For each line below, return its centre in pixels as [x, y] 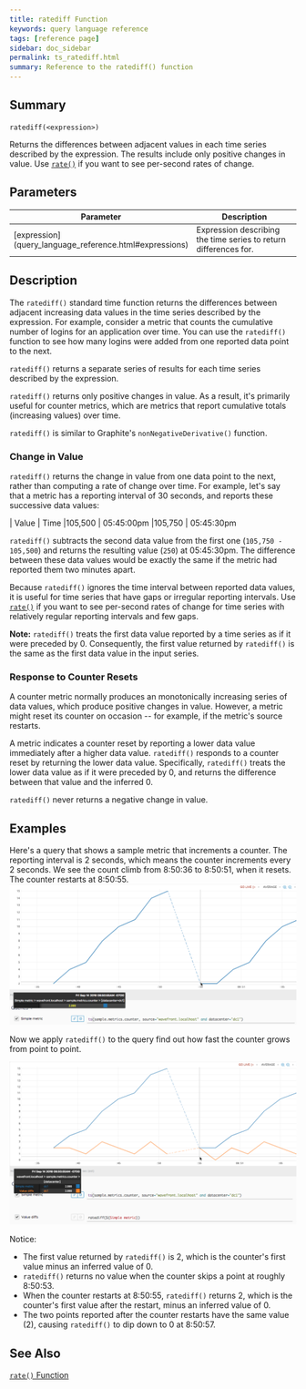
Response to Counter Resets [74, 677]
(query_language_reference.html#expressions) [101, 244]
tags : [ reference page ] [55, 38]
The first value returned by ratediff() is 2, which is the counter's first [154, 1257]
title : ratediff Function [58, 19]
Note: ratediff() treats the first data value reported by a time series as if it [150, 634]
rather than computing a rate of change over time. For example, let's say [145, 485]
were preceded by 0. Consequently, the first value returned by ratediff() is [152, 643]
